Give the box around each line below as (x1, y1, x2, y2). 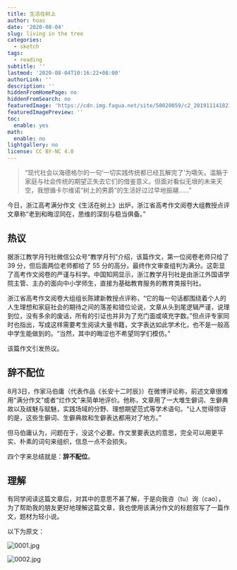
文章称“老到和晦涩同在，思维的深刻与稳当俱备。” (7, 210, 146, 218)
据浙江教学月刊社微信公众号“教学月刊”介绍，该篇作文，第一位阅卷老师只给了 (7, 252, 229, 261)
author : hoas (7, 17, 46, 24)
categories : (7, 37, 42, 44)
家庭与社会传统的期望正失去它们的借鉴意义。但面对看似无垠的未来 (24, 177, 217, 186)
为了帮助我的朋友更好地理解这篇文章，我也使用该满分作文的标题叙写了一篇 (7, 504, 224, 512)
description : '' (7, 83, 55, 90)
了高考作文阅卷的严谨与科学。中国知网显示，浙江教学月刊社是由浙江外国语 (7, 269, 224, 279)
